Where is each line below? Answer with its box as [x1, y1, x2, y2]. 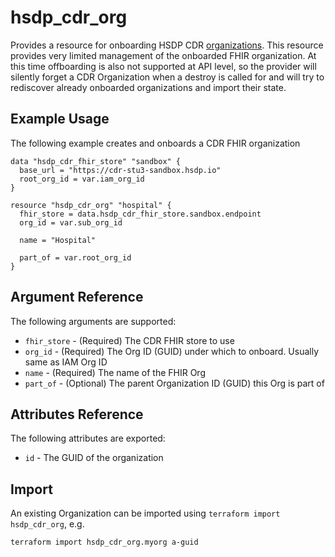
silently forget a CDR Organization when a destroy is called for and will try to [10, 71, 325, 83]
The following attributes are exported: [10, 432, 166, 445]
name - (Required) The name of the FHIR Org [24, 366, 206, 378]
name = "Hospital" [19, 235, 97, 245]
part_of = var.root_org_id [19, 252, 132, 263]
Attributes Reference [10, 406, 144, 423]
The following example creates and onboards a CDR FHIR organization [10, 137, 301, 149]
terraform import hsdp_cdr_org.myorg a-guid [10, 537, 199, 548]
